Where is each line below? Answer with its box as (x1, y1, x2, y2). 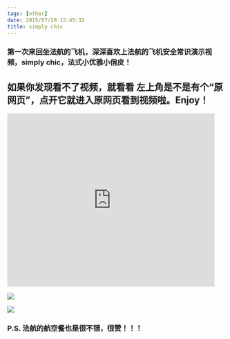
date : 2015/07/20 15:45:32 (7, 17, 85, 24)
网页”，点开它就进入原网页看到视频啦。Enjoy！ (7, 94, 209, 106)
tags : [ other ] (7, 10, 48, 17)
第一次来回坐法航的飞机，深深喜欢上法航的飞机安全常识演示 (7, 47, 206, 57)
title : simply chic (7, 23, 64, 30)
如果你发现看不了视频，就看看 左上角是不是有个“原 (7, 81, 223, 93)
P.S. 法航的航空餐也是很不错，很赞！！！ (7, 324, 143, 333)
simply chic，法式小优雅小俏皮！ (21, 58, 132, 67)
